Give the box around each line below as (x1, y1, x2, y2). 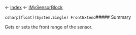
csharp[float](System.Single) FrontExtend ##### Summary (5, 14, 131, 20)
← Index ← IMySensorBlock (5, 5, 63, 10)
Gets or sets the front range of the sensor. (5, 24, 93, 30)
